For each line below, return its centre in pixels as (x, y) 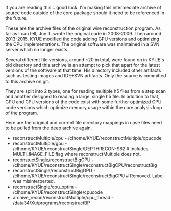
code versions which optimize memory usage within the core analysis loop (84, 107)
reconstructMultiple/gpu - (40, 143)
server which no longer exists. (37, 50)
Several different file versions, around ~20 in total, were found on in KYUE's (85, 60)
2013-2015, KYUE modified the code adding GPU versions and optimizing (82, 39)
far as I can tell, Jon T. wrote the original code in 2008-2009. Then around (83, 33)
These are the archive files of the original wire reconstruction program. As (83, 28)
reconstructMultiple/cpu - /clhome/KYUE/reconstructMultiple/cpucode (87, 138)
